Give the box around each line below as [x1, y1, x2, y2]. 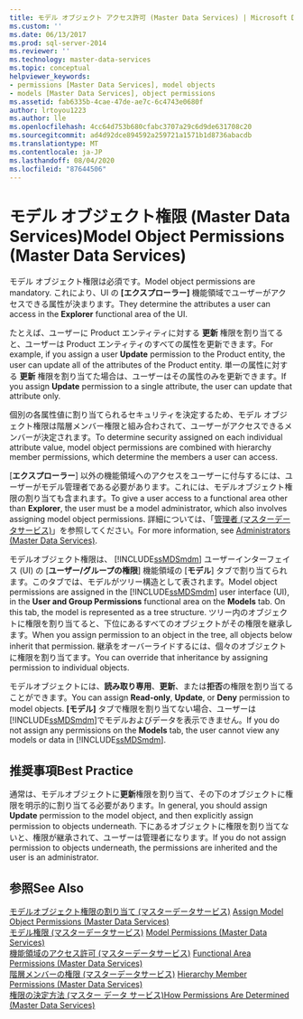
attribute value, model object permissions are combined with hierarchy [9, 442, 272, 453]
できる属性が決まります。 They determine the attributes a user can [24, 299, 271, 310]
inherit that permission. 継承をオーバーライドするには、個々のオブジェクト [9, 640, 287, 651]
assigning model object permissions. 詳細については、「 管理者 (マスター [9, 514, 275, 525]
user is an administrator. [9, 852, 99, 863]
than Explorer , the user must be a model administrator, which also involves [9, 503, 288, 514]
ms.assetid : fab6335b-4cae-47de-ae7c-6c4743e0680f [9, 97, 204, 107]
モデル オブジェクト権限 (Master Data [9, 206, 290, 227]
